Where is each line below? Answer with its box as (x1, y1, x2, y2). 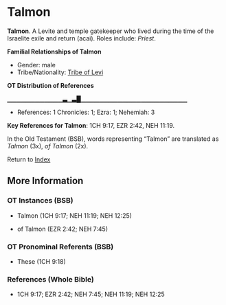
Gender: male (16, 60, 56, 69)
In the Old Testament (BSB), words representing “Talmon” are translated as (7, 135, 219, 143)
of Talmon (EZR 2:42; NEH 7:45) (16, 225, 109, 233)
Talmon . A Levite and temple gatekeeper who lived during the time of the (7, 27, 214, 35)
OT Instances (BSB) (7, 196, 74, 205)
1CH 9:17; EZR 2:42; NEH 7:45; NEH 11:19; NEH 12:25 (16, 290, 165, 299)
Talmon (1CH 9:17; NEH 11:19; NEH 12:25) (16, 211, 133, 220)
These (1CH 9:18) (16, 257, 67, 265)
